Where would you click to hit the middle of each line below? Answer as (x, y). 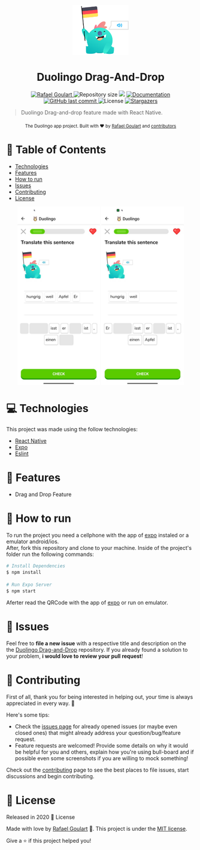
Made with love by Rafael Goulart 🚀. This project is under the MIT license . (97, 828)
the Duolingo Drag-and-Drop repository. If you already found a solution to (97, 649)
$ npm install (24, 572)
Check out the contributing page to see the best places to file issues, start (98, 770)
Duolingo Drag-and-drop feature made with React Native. (92, 112)
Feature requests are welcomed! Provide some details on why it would (101, 745)
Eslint (22, 453)
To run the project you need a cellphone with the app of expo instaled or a (98, 535)
